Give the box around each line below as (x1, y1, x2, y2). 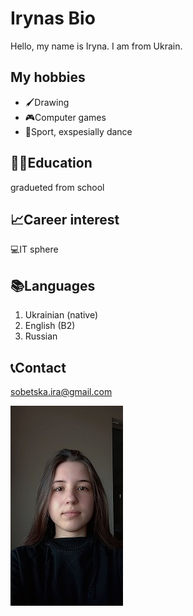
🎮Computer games (24, 111, 107, 123)
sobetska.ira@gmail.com (10, 386, 113, 397)
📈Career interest (10, 211, 120, 228)
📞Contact (10, 359, 67, 376)
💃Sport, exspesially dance (24, 125, 133, 137)
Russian (24, 330, 58, 342)
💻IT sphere (10, 243, 59, 256)
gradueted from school (10, 181, 105, 193)
